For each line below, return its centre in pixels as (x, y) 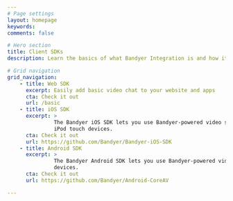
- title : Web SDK (45, 84)
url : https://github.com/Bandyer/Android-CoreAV (97, 180)
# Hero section (29, 46)
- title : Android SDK (51, 148)
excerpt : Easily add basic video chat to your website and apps (120, 90)
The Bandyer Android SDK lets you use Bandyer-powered (135, 161)
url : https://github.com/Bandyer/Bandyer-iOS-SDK (98, 142)
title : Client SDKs (35, 52)
